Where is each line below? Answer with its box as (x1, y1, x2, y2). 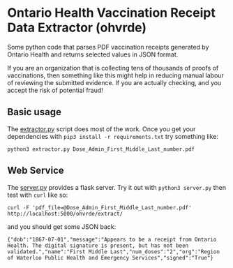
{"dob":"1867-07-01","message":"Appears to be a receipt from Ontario (7, 236, 217, 243)
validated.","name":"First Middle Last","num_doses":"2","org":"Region (7, 248, 220, 255)
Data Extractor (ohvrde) (7, 20, 147, 36)
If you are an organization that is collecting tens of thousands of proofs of (7, 64, 219, 72)
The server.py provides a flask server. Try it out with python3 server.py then (7, 183, 227, 191)
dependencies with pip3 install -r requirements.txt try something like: (7, 132, 218, 140)
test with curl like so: (7, 191, 68, 199)
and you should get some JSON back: (7, 222, 116, 231)
